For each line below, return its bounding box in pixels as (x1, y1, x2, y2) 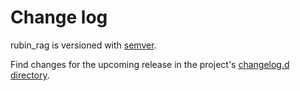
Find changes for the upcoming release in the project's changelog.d (10, 58, 290, 70)
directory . (10, 69, 50, 81)
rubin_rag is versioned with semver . (10, 39, 157, 51)
